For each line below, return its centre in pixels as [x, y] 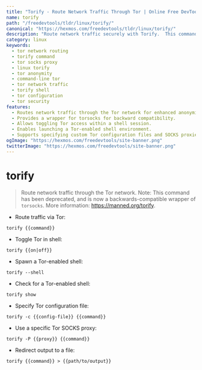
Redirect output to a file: [45, 350]
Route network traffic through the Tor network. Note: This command [105, 193]
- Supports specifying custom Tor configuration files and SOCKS [95, 135]
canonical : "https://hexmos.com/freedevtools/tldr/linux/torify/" [91, 29]
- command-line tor [36, 79]
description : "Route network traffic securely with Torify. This [91, 34]
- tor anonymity [32, 73]
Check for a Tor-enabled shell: [53, 283]
